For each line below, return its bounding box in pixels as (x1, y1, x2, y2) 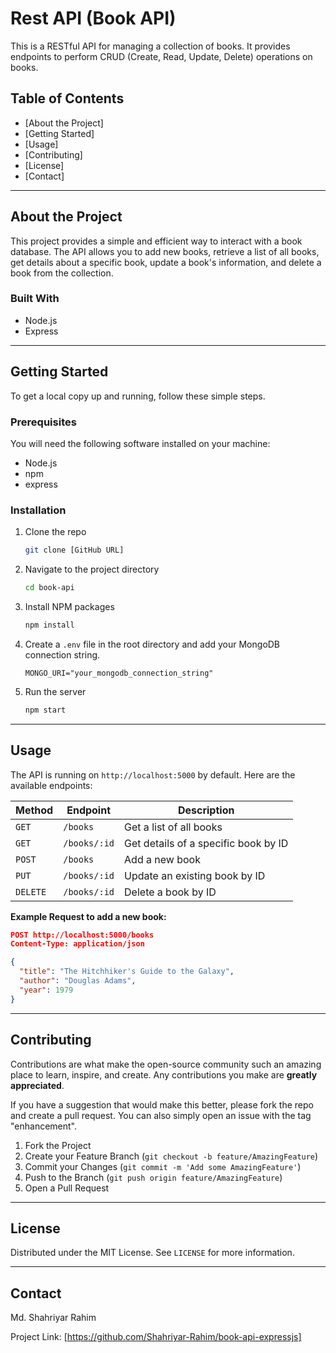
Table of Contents (10, 90, 125, 107)
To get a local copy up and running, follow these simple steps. (10, 390, 266, 402)
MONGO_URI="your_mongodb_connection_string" (24, 668, 214, 678)
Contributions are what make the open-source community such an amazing (10, 1058, 322, 1070)
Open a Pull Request (24, 1182, 110, 1194)
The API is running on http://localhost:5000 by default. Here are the (10, 768, 296, 781)
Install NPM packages (24, 601, 115, 613)
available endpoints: (10, 779, 93, 791)
